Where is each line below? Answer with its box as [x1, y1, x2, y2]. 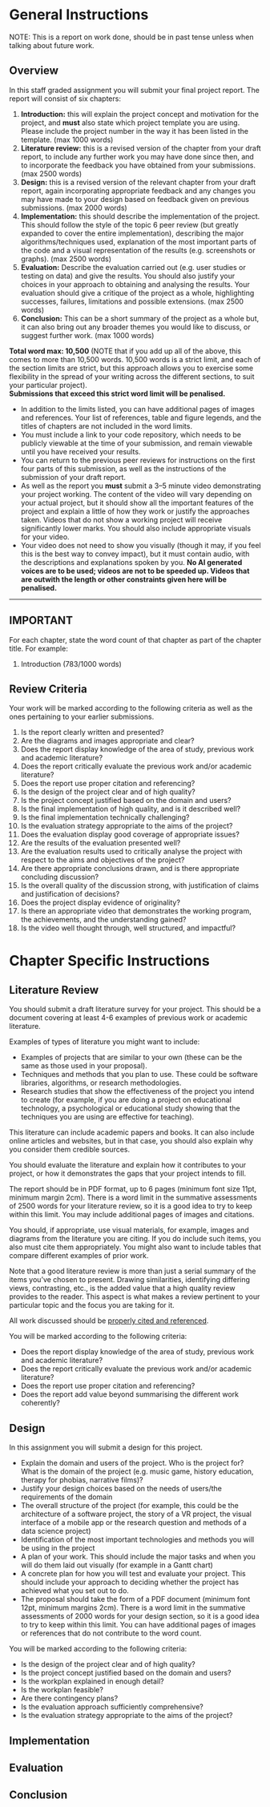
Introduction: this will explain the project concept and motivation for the [20, 109, 260, 119]
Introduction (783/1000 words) [20, 659, 123, 668]
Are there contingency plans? [20, 1693, 119, 1704]
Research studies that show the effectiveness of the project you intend [20, 1087, 255, 1096]
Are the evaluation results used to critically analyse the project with [20, 847, 243, 857]
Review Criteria [9, 682, 87, 696]
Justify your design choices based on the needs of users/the [20, 1484, 223, 1494]
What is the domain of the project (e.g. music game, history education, [20, 1466, 254, 1476]
